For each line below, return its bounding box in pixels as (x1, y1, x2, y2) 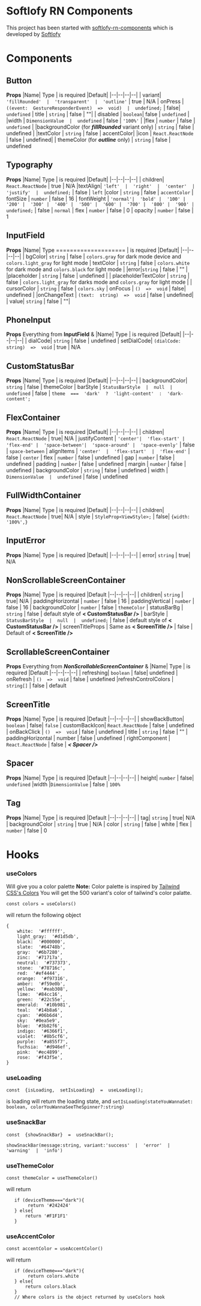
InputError (6, 536, 46, 546)
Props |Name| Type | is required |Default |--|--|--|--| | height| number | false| (6, 774, 194, 781)
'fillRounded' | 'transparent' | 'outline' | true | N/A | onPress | (6, 97, 184, 105)
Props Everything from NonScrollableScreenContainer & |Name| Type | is (6, 663, 191, 670)
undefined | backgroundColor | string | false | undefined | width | (6, 467, 168, 474)
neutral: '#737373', (17, 960, 71, 966)
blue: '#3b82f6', (17, 1023, 63, 1029)
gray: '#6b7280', (17, 950, 63, 956)
